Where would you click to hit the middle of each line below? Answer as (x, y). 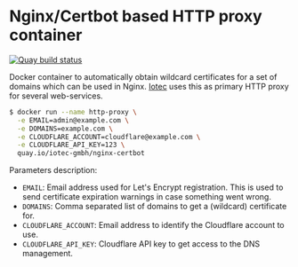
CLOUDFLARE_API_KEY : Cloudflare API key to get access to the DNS (141, 244)
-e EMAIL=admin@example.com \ (73, 120)
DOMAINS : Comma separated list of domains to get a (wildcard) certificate (154, 207)
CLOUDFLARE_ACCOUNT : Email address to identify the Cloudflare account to (153, 225)
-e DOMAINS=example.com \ (65, 129)
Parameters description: (53, 170)
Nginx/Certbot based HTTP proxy (136, 16)
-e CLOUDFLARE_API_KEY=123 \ (71, 145)
